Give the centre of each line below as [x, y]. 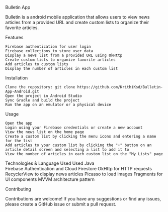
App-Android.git [22, 91]
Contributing [18, 189]
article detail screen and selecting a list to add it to [67, 150]
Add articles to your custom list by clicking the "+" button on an [78, 145]
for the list [19, 141]
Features [14, 37]
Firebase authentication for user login [48, 47]
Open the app [19, 123]
